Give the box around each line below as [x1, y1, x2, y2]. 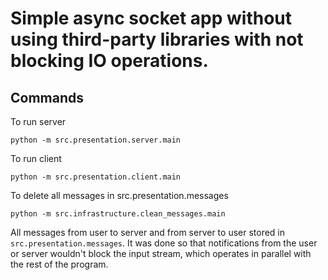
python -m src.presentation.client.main [10, 172, 182, 182]
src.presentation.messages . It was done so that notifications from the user [10, 237, 318, 249]
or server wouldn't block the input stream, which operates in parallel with [10, 248, 312, 259]
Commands [10, 89, 85, 106]
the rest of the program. [10, 258, 109, 270]
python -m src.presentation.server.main [10, 135, 182, 145]
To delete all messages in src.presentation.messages [10, 190, 229, 201]
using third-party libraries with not [10, 28, 304, 51]
